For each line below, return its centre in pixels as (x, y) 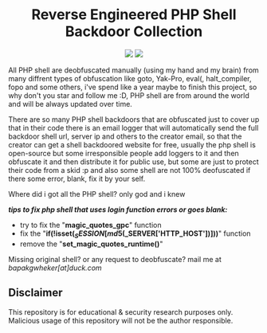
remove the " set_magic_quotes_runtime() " (91, 244)
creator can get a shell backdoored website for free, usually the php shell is (132, 144)
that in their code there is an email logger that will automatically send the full (133, 127)
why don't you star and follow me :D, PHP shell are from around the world (129, 95)
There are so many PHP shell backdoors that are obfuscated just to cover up (134, 119)
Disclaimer (35, 293)
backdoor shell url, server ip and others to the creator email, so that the (125, 136)
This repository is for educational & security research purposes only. (121, 311)
